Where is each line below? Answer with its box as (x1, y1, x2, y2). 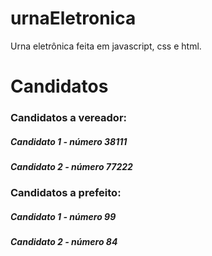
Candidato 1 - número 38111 (10, 135, 128, 147)
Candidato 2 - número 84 (10, 236, 118, 248)
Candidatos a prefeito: (10, 186, 122, 200)
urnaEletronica (10, 7, 137, 30)
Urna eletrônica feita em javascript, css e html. (10, 40, 202, 52)
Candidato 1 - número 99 (10, 210, 117, 222)
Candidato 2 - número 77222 (10, 161, 133, 173)
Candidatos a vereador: (10, 111, 128, 125)
